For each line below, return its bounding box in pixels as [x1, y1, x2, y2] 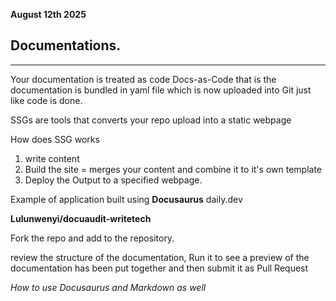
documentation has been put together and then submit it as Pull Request [10, 262, 309, 274]
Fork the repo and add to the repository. [10, 232, 175, 244]
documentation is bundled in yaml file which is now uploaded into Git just [10, 84, 312, 96]
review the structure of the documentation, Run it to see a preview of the [10, 251, 310, 263]
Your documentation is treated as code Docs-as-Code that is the [10, 73, 277, 85]
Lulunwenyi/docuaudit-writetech [10, 212, 152, 224]
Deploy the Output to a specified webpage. [24, 174, 203, 186]
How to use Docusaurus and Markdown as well [10, 281, 207, 293]
